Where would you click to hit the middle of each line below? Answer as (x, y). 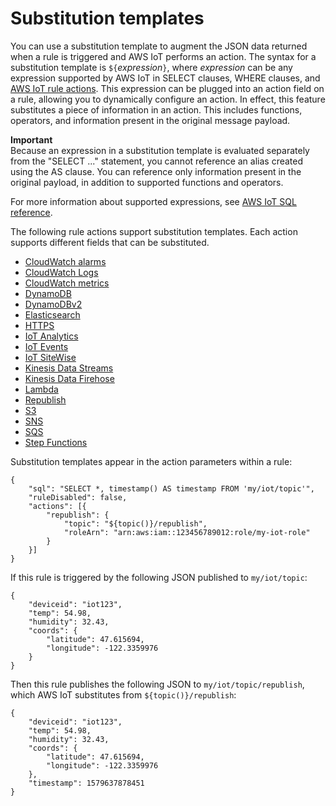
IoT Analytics (51, 336)
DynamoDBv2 (53, 304)
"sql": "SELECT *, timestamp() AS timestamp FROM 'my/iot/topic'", (171, 488)
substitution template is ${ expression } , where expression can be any (151, 67)
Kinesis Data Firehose (69, 378)
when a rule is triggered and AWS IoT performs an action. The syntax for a (163, 56)
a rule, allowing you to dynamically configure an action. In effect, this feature (168, 99)
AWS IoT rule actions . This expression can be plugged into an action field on (167, 88)
